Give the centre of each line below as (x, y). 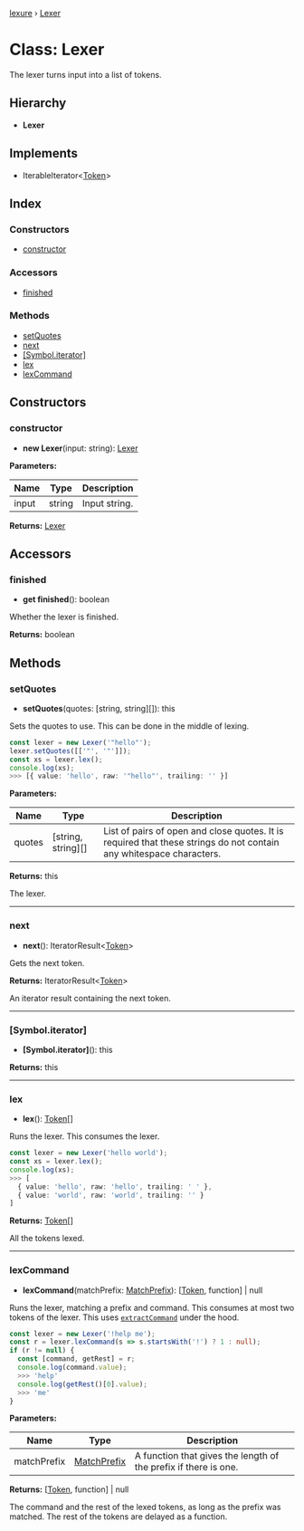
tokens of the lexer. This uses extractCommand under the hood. (124, 1317)
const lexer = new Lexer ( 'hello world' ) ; (89, 1153)
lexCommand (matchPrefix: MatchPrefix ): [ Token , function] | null (142, 1290)
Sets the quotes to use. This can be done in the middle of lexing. (129, 726)
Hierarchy (38, 103)
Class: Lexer (57, 50)
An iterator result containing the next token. (90, 998)
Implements (44, 153)
